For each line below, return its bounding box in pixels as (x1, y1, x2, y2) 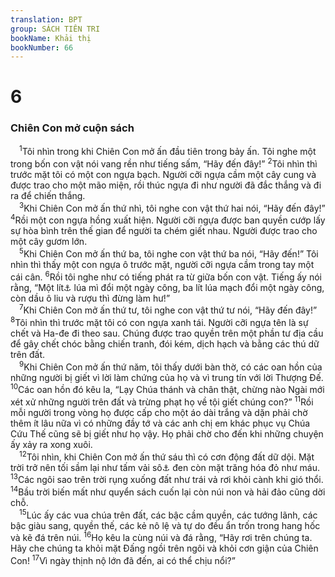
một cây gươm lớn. (10, 236, 88, 248)
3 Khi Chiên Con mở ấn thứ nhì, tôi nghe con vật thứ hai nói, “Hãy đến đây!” (19, 201, 326, 214)
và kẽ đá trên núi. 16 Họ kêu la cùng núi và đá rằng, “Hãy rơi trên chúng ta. (10, 530, 313, 544)
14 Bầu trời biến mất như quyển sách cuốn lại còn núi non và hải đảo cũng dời (10, 484, 326, 498)
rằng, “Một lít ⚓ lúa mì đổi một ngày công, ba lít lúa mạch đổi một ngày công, (10, 281, 325, 293)
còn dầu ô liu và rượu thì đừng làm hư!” (10, 292, 171, 304)
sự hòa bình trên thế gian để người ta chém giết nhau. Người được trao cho (10, 225, 318, 237)
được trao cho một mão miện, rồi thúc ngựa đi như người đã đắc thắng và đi (10, 179, 322, 191)
